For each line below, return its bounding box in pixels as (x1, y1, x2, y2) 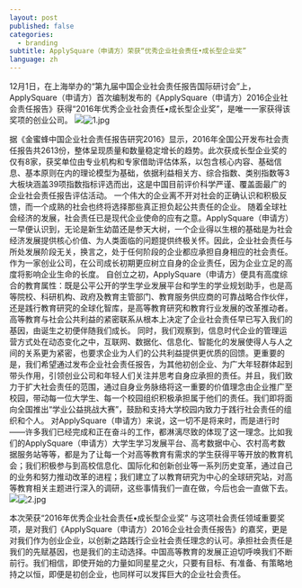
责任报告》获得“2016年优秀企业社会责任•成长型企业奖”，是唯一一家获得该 (16, 104, 290, 113)
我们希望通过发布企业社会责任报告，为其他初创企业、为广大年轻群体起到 (24, 359, 293, 369)
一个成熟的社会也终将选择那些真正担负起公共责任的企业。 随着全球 (32, 202, 280, 212)
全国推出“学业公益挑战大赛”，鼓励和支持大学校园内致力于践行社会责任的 (16, 404, 285, 414)
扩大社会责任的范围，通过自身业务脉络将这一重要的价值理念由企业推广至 (24, 382, 293, 392)
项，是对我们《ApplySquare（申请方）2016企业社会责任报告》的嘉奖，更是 (9, 524, 288, 534)
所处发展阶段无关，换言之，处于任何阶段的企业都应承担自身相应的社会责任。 (9, 247, 293, 257)
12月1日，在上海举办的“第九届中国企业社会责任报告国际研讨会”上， (9, 81, 256, 91)
